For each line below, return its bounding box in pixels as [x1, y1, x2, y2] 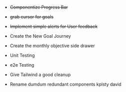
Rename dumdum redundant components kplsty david [9, 82, 122, 87]
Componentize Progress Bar [9, 4, 68, 10]
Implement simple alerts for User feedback [9, 23, 98, 29]
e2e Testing [9, 62, 34, 68]
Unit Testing [9, 52, 35, 58]
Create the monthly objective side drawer [9, 43, 95, 49]
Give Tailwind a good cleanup [9, 72, 71, 78]
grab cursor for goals [9, 14, 54, 19]
